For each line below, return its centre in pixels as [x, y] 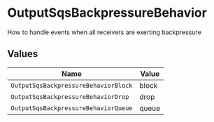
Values [23, 54]
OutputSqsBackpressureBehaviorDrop [70, 97]
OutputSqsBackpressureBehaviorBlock [72, 85]
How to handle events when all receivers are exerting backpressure [104, 32]
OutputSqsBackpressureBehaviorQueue [72, 108]
